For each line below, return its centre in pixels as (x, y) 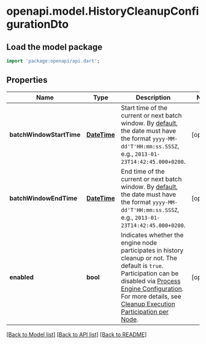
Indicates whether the (152, 235)
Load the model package (55, 47)
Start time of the (144, 107)
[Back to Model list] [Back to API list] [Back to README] (77, 334)
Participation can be (150, 273)
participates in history (152, 250)
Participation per (145, 312)
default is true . (142, 266)
